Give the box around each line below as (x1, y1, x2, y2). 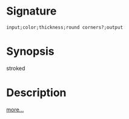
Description (6, 86, 67, 100)
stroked (6, 64, 25, 72)
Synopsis (6, 44, 55, 58)
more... (6, 106, 24, 113)
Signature (6, 4, 57, 18)
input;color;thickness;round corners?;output (6, 24, 123, 30)
